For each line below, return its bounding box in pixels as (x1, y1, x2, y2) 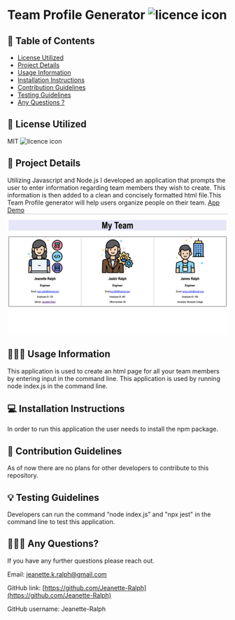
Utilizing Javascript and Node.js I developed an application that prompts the (7, 176, 226, 184)
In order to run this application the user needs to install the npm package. (7, 425, 219, 434)
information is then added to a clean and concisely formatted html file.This (7, 191, 222, 199)
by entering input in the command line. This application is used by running (7, 374, 220, 383)
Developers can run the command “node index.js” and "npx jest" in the (7, 510, 211, 518)
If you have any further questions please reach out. (7, 556, 155, 565)
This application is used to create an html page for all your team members (7, 366, 220, 375)
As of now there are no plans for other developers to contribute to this (7, 464, 209, 472)
